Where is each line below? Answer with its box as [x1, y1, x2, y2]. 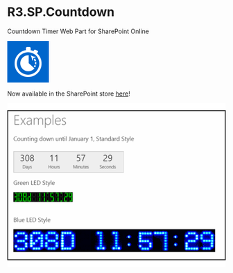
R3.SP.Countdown [7, 4, 115, 20]
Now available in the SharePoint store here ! [7, 89, 130, 98]
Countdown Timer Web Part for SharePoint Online [7, 27, 149, 35]
